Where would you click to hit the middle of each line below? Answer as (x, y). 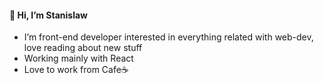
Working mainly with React (78, 58)
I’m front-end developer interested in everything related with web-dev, (168, 37)
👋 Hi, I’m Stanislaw (48, 15)
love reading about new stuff (83, 48)
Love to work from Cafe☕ (76, 70)
